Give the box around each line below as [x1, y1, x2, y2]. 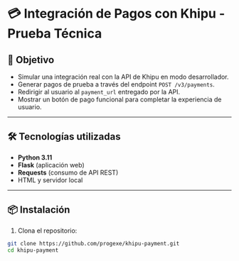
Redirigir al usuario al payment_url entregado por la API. [17, 88, 181, 96]
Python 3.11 [17, 153, 53, 162]
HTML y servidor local [17, 175, 83, 184]
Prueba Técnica [7, 26, 102, 42]
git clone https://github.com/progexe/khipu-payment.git [7, 240, 180, 247]
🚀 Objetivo [7, 54, 55, 66]
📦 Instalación [7, 204, 70, 216]
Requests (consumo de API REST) [17, 168, 119, 177]
